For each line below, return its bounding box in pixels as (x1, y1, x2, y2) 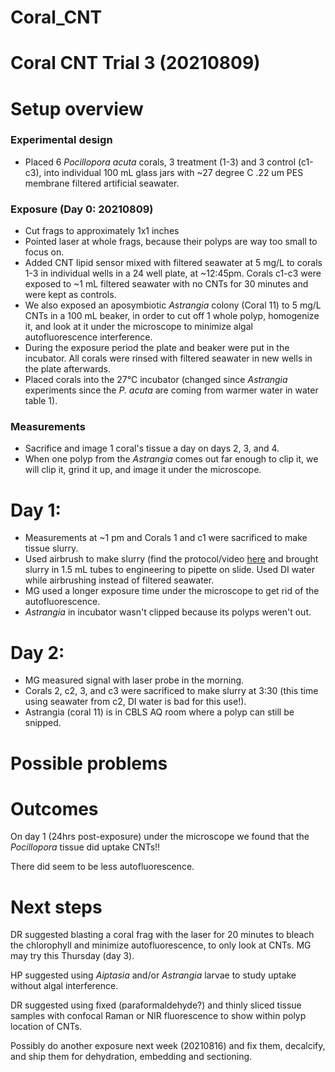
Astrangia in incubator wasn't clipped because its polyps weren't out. (24, 606, 312, 618)
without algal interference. (10, 980, 119, 992)
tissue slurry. (24, 542, 79, 555)
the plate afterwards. (24, 363, 112, 375)
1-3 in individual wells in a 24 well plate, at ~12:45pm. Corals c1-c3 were (24, 267, 322, 280)
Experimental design (10, 133, 113, 147)
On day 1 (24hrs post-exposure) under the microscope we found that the (10, 831, 310, 843)
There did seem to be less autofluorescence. (10, 861, 195, 873)
